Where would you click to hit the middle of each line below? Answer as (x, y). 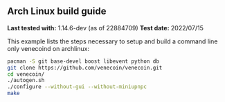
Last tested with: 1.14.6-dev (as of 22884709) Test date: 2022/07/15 (106, 28)
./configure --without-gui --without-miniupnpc (77, 87)
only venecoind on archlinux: (48, 48)
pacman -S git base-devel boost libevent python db (83, 61)
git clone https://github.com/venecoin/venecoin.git (85, 68)
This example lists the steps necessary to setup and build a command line (112, 41)
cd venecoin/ (26, 74)
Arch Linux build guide (57, 11)
